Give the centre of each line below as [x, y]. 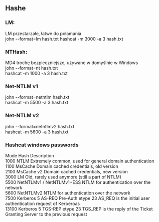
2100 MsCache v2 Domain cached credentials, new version [66, 171]
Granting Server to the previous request [46, 214]
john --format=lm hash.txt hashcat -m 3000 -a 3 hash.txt [64, 39]
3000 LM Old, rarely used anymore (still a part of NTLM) [63, 177]
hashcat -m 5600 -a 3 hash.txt [37, 132]
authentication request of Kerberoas [43, 203]
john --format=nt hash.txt [32, 68]
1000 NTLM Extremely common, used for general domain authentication [80, 161]
